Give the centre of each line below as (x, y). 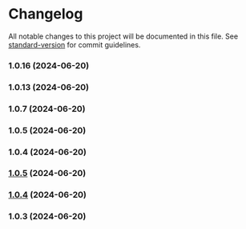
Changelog (46, 14)
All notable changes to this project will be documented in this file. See (123, 36)
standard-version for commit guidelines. (75, 44)
